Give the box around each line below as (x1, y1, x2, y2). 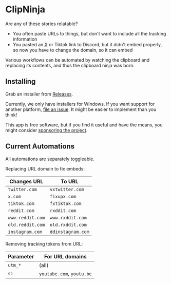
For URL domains (44, 253, 87, 260)
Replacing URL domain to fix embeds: (5, 165, 85, 172)
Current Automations (5, 142, 75, 151)
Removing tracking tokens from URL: (5, 240, 83, 247)
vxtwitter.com (49, 186, 84, 192)
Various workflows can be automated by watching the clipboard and (5, 56, 150, 63)
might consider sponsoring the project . (5, 127, 88, 133)
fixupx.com (49, 194, 77, 199)
